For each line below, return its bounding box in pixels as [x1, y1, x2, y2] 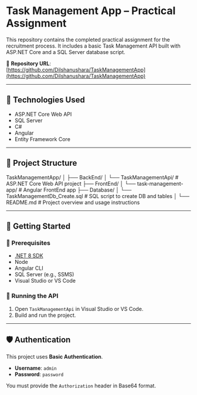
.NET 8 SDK [14, 252, 43, 259]
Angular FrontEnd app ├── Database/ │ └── [23, 186, 132, 193]
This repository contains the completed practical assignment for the [6, 36, 170, 43]
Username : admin [14, 364, 57, 371]
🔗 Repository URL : [6, 60, 52, 67]
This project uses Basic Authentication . [6, 353, 103, 360]
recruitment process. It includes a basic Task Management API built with [6, 42, 181, 49]
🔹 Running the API [6, 292, 59, 300]
